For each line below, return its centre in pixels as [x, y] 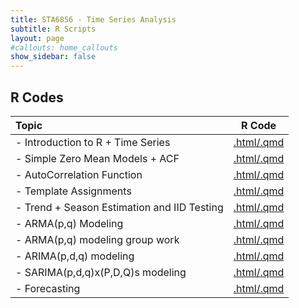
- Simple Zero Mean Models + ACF [97, 158]
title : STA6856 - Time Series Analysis [93, 19]
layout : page [37, 38]
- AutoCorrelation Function [79, 174]
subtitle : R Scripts [53, 29]
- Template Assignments [73, 191]
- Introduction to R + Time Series [93, 142]
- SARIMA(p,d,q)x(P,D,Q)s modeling [101, 272]
